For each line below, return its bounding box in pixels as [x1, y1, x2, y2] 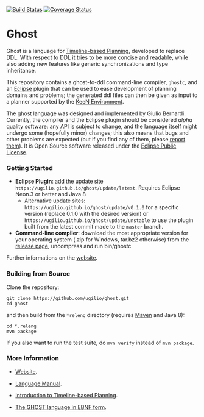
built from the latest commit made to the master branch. [24, 223, 164, 230]
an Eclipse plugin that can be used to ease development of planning [6, 85, 177, 92]
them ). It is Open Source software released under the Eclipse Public [6, 142, 177, 149]
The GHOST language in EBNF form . [15, 403, 107, 411]
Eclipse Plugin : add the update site [15, 177, 104, 185]
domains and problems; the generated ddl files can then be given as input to [6, 91, 198, 99]
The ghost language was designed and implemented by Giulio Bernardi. [6, 110, 186, 117]
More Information [6, 354, 59, 363]
